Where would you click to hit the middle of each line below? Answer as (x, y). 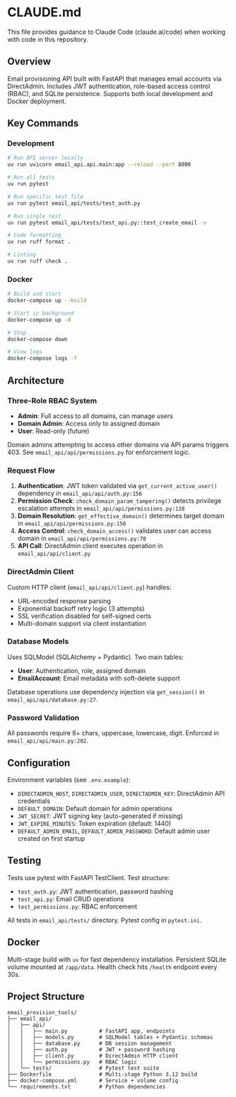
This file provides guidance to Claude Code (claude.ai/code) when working (117, 32)
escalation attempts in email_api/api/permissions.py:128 (101, 509)
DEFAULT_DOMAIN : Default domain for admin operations (95, 808)
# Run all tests (31, 177)
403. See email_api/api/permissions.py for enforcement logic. (99, 452)
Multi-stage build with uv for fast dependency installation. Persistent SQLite (117, 959)
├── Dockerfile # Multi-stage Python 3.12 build (102, 1074)
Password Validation (43, 718)
